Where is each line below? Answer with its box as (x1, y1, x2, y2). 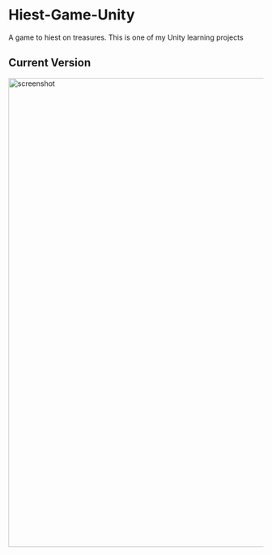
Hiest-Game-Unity (8, 6, 135, 24)
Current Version (8, 56, 91, 70)
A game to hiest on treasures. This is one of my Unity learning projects (8, 32, 244, 42)
